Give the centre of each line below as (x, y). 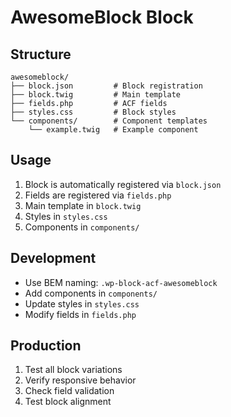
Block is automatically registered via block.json (123, 184)
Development (53, 258)
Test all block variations (73, 370)
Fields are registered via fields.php (98, 195)
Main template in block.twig (83, 205)
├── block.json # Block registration (106, 86)
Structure (41, 54)
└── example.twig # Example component (113, 130)
